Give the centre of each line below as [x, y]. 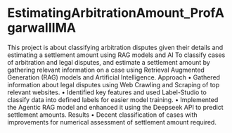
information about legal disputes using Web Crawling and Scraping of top [114, 84]
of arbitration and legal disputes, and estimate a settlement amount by [109, 62]
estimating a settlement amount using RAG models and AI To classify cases [116, 55]
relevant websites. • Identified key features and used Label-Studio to [107, 92]
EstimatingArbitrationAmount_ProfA [116, 13]
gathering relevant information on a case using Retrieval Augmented [106, 70]
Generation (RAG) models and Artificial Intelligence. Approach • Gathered [114, 77]
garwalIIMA [41, 28]
